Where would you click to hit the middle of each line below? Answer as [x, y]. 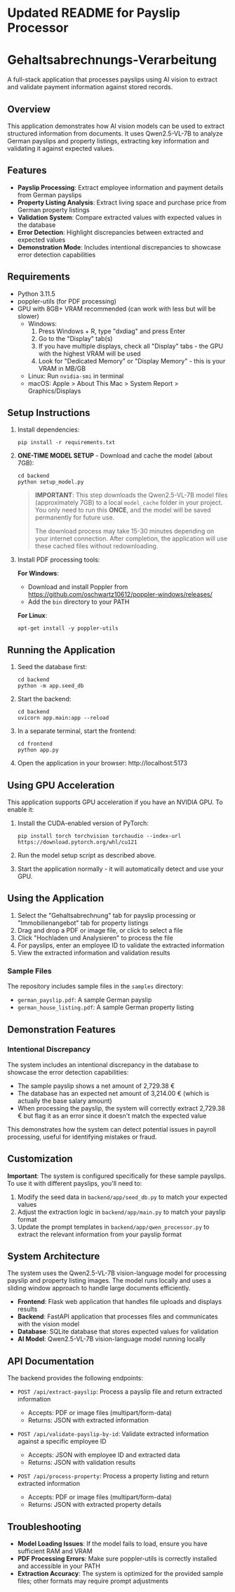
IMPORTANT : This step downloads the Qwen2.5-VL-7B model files [131, 495]
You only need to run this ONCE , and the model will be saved [123, 510]
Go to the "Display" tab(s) [75, 338]
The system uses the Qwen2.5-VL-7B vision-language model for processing [117, 1273]
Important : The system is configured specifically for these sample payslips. [117, 1176]
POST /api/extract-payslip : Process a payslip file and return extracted [120, 1392]
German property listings [53, 209]
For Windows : [38, 574]
